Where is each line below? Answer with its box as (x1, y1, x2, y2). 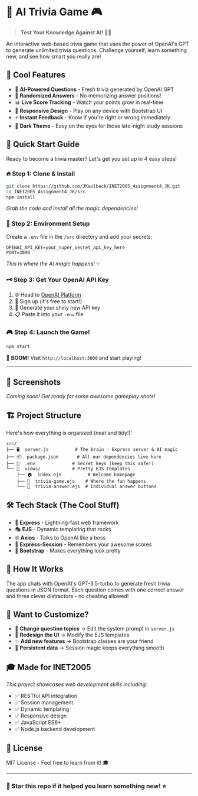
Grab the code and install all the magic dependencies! (6, 205, 138, 212)
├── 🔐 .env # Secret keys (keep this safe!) (6, 460, 154, 466)
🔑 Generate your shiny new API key (14, 304, 101, 311)
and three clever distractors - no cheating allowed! (6, 592, 129, 599)
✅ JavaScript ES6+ (14, 719, 62, 726)
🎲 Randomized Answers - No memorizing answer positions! (14, 92, 161, 99)
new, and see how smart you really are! (6, 53, 101, 60)
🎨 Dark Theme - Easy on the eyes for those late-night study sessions (14, 122, 183, 129)
